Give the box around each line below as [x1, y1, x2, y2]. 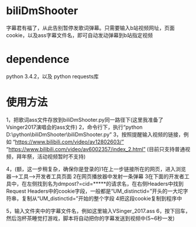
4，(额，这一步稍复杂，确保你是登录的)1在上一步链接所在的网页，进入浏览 [6, 165, 186, 172]
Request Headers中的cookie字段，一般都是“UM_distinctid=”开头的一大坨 [6, 187, 184, 195]
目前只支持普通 [148, 145, 185, 152]
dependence [6, 53, 70, 66]
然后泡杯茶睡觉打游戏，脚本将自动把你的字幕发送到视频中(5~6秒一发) [6, 215, 175, 222]
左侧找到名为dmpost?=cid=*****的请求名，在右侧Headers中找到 [26, 180, 184, 187]
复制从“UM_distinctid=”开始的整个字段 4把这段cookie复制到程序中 [21, 195, 182, 202]
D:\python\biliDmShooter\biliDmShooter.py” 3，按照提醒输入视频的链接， [6, 131, 184, 138]
